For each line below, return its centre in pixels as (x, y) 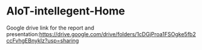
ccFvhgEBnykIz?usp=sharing (43, 40)
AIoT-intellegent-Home (66, 11)
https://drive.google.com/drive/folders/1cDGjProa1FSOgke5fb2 (117, 34)
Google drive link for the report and (50, 28)
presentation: (23, 34)
